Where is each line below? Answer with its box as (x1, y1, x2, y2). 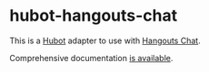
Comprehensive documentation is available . (9, 52, 174, 63)
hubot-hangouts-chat (9, 5, 178, 26)
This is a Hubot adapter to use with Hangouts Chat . (9, 35, 202, 46)
